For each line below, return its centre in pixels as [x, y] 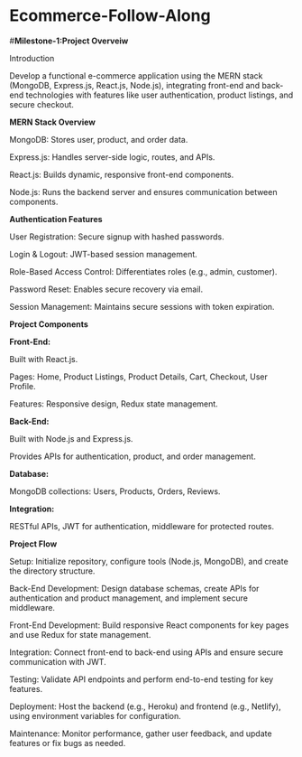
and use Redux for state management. [80, 634]
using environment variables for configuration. [96, 715]
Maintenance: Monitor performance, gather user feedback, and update [141, 734]
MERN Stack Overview [53, 122]
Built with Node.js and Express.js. [71, 438]
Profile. [23, 386]
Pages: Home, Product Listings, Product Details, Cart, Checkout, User [139, 377]
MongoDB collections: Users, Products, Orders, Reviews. [115, 491]
